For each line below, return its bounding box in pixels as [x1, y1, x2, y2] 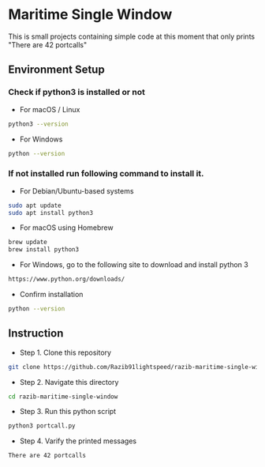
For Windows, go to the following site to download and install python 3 [19, 260, 248, 269]
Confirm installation [19, 290, 84, 299]
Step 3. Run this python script [19, 407, 117, 416]
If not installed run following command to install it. [8, 168, 204, 179]
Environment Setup [8, 63, 105, 77]
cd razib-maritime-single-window [8, 393, 118, 401]
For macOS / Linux [19, 104, 80, 114]
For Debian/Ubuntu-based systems [19, 186, 134, 195]
